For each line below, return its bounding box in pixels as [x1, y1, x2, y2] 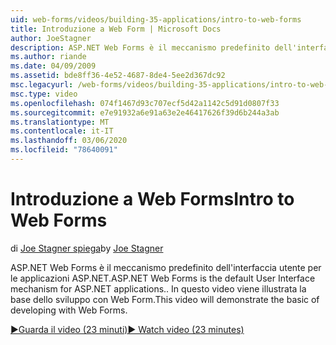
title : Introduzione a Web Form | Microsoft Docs [10, 24, 222, 34]
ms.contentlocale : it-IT [10, 126, 114, 136]
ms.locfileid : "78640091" [10, 145, 118, 155]
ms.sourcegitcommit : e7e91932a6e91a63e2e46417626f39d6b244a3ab [10, 107, 280, 118]
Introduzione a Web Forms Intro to [10, 188, 295, 211]
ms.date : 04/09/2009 [10, 61, 97, 71]
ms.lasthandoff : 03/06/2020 [10, 136, 128, 146]
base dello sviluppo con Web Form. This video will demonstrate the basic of [10, 293, 320, 305]
